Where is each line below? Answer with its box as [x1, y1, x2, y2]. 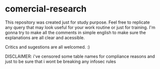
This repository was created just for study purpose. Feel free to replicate [5, 19, 150, 25]
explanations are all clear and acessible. [5, 35, 85, 41]
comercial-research [5, 3, 87, 14]
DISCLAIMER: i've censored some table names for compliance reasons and [5, 53, 155, 59]
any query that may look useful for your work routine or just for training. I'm [5, 24, 156, 30]
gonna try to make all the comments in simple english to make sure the [5, 29, 146, 35]
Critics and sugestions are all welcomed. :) [5, 44, 90, 50]
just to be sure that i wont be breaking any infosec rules [5, 58, 116, 64]
